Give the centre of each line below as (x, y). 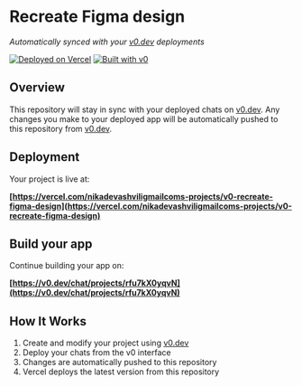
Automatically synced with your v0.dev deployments (107, 42)
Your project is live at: (50, 179)
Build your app (51, 244)
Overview (37, 88)
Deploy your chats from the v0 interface (96, 353)
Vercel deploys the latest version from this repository (121, 372)
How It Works (48, 321)
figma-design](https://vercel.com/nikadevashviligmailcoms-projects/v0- (151, 206)
